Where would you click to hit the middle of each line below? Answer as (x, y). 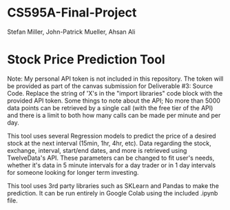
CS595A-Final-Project (72, 13)
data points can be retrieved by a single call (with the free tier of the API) (110, 107)
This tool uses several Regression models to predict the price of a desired (112, 136)
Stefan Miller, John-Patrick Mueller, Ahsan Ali (71, 32)
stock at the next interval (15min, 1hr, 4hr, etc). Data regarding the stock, (109, 143)
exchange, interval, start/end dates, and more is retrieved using (97, 150)
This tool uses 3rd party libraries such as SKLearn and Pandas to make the (113, 186)
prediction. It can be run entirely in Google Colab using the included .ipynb (113, 193)
